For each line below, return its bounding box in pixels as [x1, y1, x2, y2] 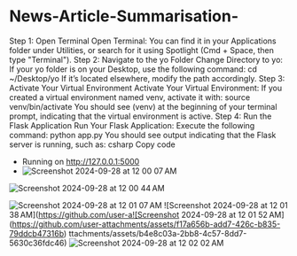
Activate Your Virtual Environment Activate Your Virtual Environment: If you [9, 82, 282, 93]
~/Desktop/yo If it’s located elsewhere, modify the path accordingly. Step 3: [9, 73, 285, 83]
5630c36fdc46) [9, 237, 67, 248]
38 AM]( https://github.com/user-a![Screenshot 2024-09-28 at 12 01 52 [9, 209, 269, 220]
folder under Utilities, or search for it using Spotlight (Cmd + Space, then [9, 44, 275, 55]
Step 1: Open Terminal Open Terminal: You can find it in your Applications [9, 35, 277, 46]
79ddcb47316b [9, 228, 65, 238]
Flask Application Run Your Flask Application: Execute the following [9, 120, 255, 130]
